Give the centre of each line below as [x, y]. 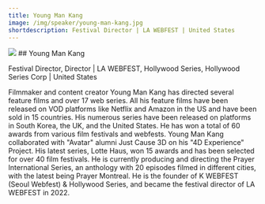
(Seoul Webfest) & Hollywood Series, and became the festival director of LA [132, 184]
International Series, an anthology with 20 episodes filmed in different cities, [132, 168]
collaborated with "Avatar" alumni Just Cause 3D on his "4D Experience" [126, 143]
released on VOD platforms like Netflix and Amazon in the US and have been [132, 109]
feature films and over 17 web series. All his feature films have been [118, 101]
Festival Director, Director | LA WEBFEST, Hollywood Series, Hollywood [124, 69]
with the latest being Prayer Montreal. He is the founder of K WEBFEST [123, 176]
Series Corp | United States [53, 77]
